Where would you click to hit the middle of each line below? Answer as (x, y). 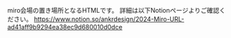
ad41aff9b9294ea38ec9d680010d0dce (65, 27)
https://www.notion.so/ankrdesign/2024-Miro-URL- (109, 19)
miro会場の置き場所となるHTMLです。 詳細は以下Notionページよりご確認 (113, 10)
